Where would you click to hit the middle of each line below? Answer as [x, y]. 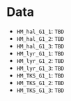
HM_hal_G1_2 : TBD [40, 38]
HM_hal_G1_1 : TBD [40, 31]
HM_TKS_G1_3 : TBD [40, 90]
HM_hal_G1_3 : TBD [40, 46]
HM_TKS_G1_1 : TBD [40, 75]
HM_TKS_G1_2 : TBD [40, 82]
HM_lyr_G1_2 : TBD [40, 60]
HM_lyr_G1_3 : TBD [40, 68]
